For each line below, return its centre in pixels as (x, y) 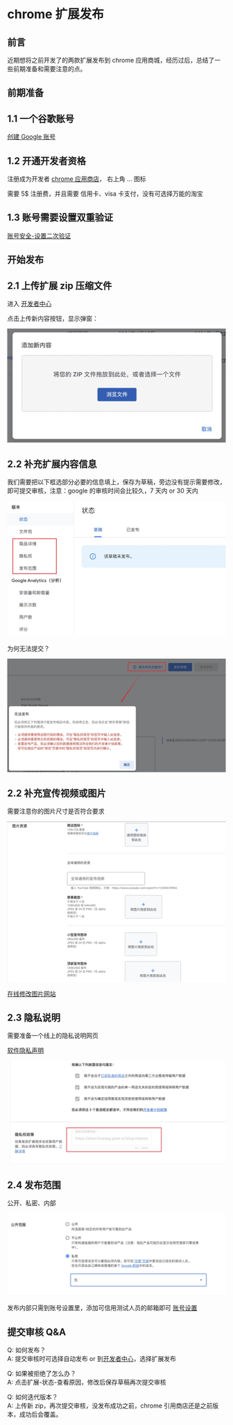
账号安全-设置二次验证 (39, 236)
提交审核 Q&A (37, 1332)
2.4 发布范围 (34, 1185)
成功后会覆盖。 (41, 1415)
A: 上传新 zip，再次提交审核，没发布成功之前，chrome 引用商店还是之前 (110, 1406)
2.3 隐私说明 (34, 1018)
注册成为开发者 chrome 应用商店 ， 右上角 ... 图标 (77, 179)
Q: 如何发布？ (27, 1350)
